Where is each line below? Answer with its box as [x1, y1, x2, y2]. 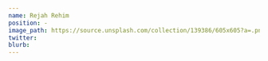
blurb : [8, 41, 30, 49]
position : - [8, 19, 48, 27]
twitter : [8, 33, 37, 42]
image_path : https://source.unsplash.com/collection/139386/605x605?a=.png [8, 26, 266, 34]
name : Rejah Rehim [8, 11, 69, 20]
